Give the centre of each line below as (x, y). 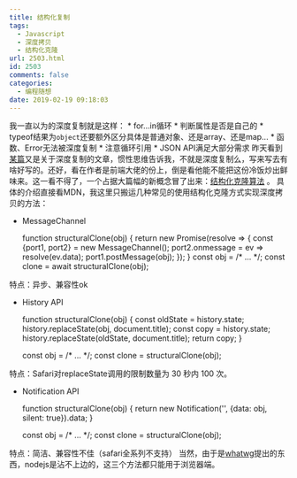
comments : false (39, 75)
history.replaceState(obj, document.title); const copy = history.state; (146, 329)
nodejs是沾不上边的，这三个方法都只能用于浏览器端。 (122, 465)
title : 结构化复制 (40, 17)
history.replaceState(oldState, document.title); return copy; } (132, 338)
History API (42, 303)
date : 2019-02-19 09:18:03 (59, 100)
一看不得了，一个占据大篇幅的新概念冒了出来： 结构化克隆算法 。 (157, 181)
